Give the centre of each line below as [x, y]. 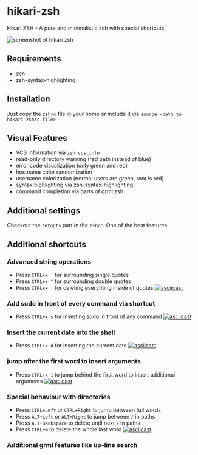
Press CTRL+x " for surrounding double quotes [73, 281]
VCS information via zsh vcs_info [58, 152]
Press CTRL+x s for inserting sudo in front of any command [89, 316]
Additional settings [44, 210]
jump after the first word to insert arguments [74, 361]
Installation [29, 99]
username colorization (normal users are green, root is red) [90, 179]
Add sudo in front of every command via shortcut [81, 303]
